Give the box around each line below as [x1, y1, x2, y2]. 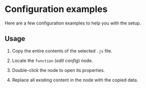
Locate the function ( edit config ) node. [12, 57, 93, 63]
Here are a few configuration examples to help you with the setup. [5, 20, 141, 26]
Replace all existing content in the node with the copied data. [12, 76, 138, 83]
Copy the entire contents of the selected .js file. [12, 47, 112, 53]
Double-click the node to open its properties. [12, 67, 105, 73]
